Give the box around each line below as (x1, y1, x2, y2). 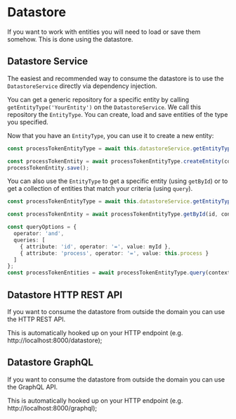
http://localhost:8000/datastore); (7, 336, 103, 344)
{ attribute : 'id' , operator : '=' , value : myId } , (20, 243, 171, 250)
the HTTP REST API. (7, 315, 66, 323)
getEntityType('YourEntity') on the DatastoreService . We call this (7, 103, 202, 111)
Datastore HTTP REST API (7, 289, 123, 301)
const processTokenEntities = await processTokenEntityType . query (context (7, 269, 231, 277)
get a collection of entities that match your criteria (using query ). (7, 185, 193, 193)
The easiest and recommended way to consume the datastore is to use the (7, 74, 224, 82)
